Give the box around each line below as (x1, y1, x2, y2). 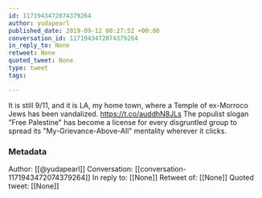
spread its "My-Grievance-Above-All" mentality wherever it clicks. (8, 126, 227, 135)
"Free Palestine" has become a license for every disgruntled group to (8, 117, 237, 127)
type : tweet (8, 64, 48, 72)
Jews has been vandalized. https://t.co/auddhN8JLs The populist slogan (8, 109, 249, 119)
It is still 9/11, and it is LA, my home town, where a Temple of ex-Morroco (8, 100, 249, 110)
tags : (8, 71, 27, 79)
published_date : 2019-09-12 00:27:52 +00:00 (8, 26, 160, 34)
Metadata (8, 146, 47, 157)
